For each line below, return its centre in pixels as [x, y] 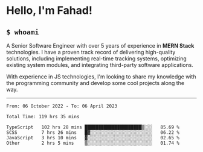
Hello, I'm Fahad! [49, 11]
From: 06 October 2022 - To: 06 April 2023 [62, 106]
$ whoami [23, 32]
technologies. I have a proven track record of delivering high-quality [91, 52]
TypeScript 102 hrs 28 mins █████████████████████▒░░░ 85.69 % [93, 127]
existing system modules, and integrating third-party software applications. [100, 65]
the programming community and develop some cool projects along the [95, 83]
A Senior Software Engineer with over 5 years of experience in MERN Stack [100, 46]
